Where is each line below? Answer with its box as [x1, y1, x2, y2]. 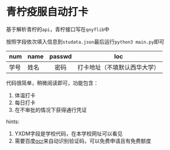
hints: [6, 118, 19, 125]
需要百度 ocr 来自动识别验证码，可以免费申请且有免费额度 [14, 137, 151, 144]
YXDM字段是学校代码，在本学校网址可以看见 [14, 130, 123, 137]
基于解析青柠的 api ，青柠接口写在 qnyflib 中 [6, 26, 110, 33]
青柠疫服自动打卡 [6, 5, 89, 19]
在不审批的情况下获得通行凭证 [14, 106, 87, 113]
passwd [49, 52, 72, 60]
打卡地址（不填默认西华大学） [77, 63, 160, 71]
